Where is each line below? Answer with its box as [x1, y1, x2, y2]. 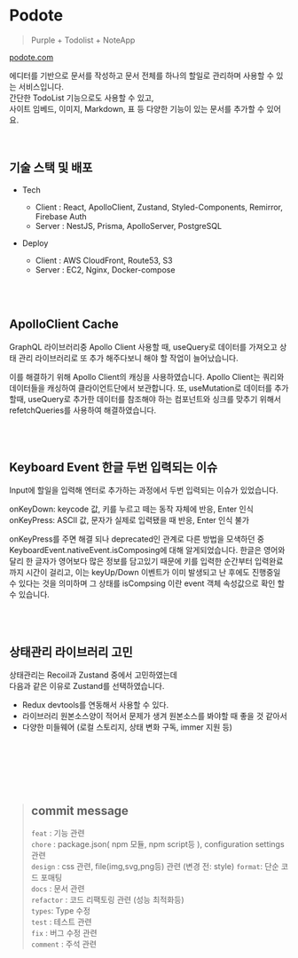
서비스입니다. [18, 81, 65, 91]
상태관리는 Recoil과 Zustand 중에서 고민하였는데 [9, 669, 177, 680]
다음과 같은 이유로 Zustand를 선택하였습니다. [9, 681, 165, 692]
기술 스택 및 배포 [9, 161, 93, 176]
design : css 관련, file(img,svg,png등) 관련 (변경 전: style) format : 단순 [30, 861, 279, 871]
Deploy [21, 237, 49, 249]
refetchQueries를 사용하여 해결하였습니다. [9, 405, 157, 416]
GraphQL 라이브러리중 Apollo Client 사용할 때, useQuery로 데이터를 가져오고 [9, 341, 278, 352]
